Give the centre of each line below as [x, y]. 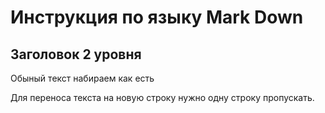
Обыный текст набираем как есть [82, 78]
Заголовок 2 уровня [76, 54]
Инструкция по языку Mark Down [157, 17]
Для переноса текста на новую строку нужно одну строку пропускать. [162, 97]
